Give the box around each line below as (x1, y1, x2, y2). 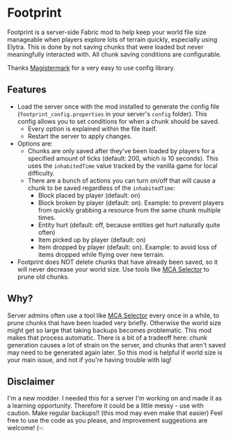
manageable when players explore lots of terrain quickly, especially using (7, 35, 218, 43)
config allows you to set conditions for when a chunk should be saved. (17, 117, 220, 125)
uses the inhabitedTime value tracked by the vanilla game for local (27, 162, 218, 170)
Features (7, 84, 47, 95)
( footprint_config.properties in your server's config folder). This (17, 109, 207, 118)
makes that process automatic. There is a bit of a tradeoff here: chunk (7, 333, 207, 342)
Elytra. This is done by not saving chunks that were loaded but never (7, 42, 204, 51)
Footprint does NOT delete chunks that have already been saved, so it (17, 258, 218, 266)
